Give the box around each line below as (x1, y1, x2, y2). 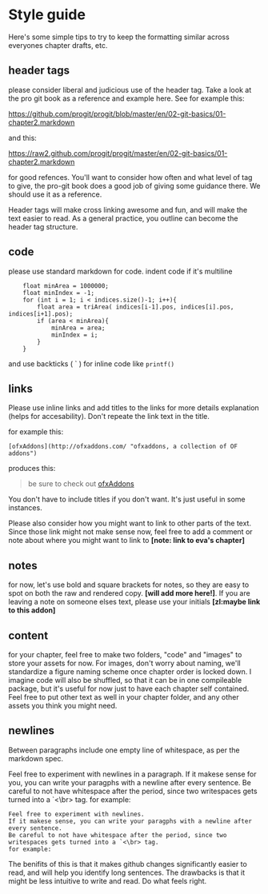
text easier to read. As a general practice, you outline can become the (8, 214, 238, 223)
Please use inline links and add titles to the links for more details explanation (8, 403, 260, 413)
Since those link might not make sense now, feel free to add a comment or (8, 527, 254, 537)
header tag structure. (8, 222, 78, 231)
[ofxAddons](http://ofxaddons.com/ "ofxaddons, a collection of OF (8, 442, 238, 451)
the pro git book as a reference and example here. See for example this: (8, 94, 245, 103)
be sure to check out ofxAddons (27, 479, 134, 489)
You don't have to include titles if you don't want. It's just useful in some (8, 494, 246, 505)
